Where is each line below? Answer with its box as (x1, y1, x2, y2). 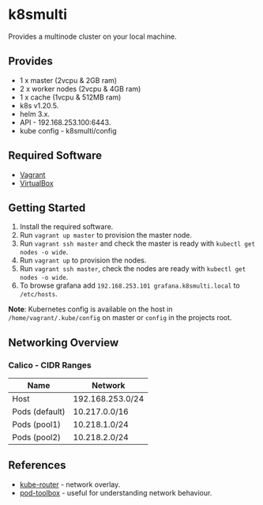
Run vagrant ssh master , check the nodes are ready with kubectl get (19, 264, 246, 273)
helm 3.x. (19, 109, 50, 119)
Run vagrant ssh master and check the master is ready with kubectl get (19, 239, 255, 248)
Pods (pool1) (12, 419, 61, 430)
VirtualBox (19, 178, 54, 187)
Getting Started (8, 201, 86, 214)
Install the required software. (19, 222, 114, 232)
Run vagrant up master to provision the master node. (19, 231, 192, 240)
